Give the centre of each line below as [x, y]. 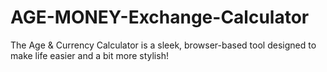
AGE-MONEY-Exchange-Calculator [160, 17]
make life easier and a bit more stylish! [89, 55]
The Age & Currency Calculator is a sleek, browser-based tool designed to [163, 45]
